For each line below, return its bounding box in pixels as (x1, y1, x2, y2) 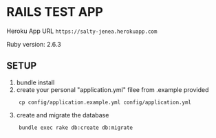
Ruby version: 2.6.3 (6, 40, 61, 48)
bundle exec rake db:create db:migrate (19, 124, 133, 131)
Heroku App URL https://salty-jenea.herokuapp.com (6, 27, 158, 35)
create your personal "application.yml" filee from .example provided (16, 85, 209, 93)
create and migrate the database (16, 111, 109, 119)
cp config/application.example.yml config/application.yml (19, 99, 192, 106)
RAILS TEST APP (6, 4, 104, 20)
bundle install (16, 78, 55, 87)
